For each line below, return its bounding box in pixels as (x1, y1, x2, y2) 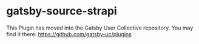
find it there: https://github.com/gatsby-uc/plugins (6, 30, 132, 37)
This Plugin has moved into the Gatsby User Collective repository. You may (6, 24, 194, 31)
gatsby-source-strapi (6, 4, 117, 18)
